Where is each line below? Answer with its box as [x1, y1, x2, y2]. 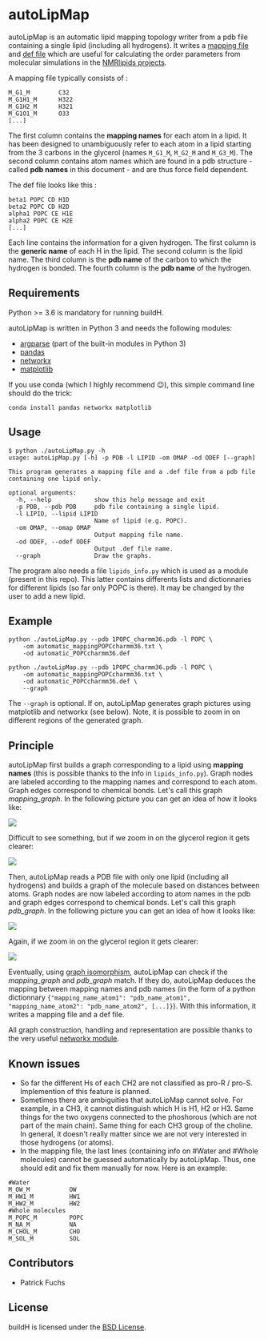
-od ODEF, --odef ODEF [15, 538, 91, 546]
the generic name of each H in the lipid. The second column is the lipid [8, 246, 242, 255]
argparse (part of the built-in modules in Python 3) [19, 339, 186, 348]
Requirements [8, 287, 80, 300]
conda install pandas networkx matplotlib [8, 403, 152, 411]
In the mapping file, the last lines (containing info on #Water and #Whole [19, 1146, 258, 1156]
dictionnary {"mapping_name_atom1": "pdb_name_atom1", [8, 992, 191, 1002]
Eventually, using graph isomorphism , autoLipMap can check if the [8, 967, 228, 977]
